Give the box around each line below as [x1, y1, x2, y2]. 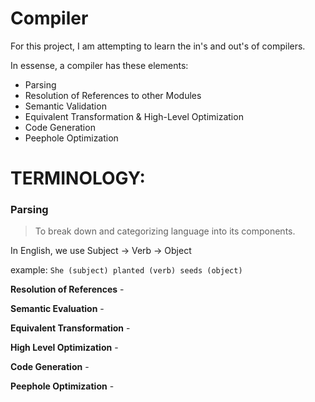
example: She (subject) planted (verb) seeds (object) [10, 264, 243, 276]
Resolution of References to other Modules [24, 89, 202, 101]
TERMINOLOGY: [10, 167, 146, 190]
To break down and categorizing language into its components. [34, 225, 296, 237]
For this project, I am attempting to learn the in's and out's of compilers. [10, 40, 306, 52]
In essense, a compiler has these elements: [10, 59, 189, 71]
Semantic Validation [24, 100, 107, 112]
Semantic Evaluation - [10, 303, 105, 315]
